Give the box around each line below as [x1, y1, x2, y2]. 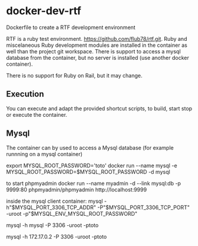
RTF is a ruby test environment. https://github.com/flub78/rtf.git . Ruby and [6, 35, 187, 42]
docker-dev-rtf [6, 4, 82, 18]
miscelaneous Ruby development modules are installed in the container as [6, 41, 188, 49]
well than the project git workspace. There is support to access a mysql [6, 47, 181, 55]
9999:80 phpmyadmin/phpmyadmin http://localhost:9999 [6, 186, 147, 193]
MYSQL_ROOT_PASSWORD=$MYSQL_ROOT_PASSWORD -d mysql [6, 168, 171, 175]
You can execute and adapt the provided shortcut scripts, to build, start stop [6, 105, 193, 112]
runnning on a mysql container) [6, 150, 83, 158]
